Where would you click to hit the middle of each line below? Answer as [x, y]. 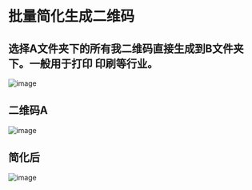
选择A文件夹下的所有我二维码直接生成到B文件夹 [126, 49]
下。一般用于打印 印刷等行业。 [83, 64]
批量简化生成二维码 [72, 16]
